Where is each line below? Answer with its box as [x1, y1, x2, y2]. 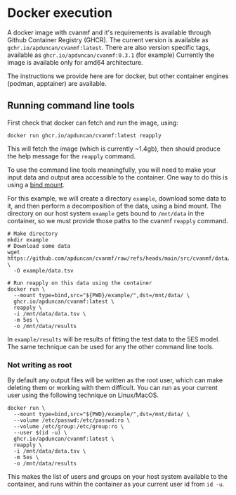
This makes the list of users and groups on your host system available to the [7, 472, 228, 481]
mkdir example [7, 236, 49, 244]
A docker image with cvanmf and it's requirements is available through [7, 28, 211, 37]
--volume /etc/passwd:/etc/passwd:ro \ [13, 417, 131, 424]
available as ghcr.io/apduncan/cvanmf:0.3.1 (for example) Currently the [7, 51, 215, 59]
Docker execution [7, 5, 113, 21]
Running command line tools [7, 100, 135, 112]
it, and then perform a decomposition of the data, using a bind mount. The [7, 201, 222, 210]
